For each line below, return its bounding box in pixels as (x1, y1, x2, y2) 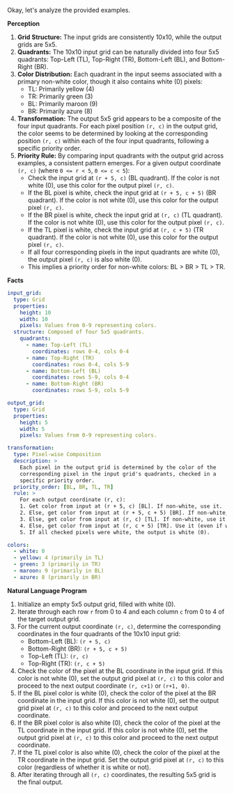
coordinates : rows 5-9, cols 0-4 (32, 374, 130, 381)
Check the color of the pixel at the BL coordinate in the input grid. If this (17, 666, 223, 675)
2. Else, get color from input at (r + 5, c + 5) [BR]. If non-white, (19, 509, 229, 516)
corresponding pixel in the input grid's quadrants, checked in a (19, 470, 217, 477)
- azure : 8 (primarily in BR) (13, 573, 101, 581)
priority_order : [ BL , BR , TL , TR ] (13, 483, 114, 490)
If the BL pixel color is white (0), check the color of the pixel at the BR (17, 688, 217, 697)
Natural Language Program (7, 586, 87, 595)
